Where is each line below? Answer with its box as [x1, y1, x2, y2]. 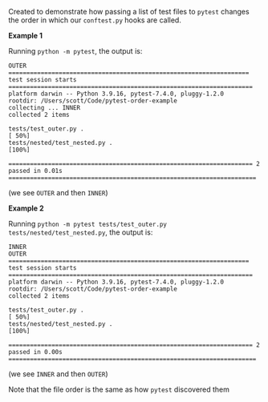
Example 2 [8, 203, 44, 213]
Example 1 [8, 31, 43, 40]
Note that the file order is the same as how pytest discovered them [8, 384, 230, 394]
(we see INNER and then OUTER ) [8, 369, 108, 379]
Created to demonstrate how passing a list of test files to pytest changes [8, 7, 250, 16]
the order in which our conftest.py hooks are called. [8, 15, 182, 25]
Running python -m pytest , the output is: [8, 46, 143, 55]
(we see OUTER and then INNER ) [8, 188, 108, 197]
